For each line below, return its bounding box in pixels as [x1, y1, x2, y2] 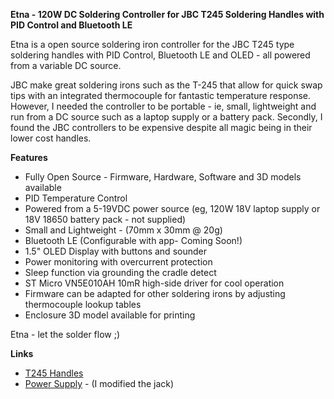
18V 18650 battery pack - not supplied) [24, 214, 187, 225]
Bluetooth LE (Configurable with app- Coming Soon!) [24, 235, 243, 246]
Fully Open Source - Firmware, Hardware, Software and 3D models [24, 171, 302, 183]
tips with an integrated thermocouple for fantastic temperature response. [10, 90, 312, 101]
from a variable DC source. [10, 60, 122, 71]
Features [10, 152, 48, 163]
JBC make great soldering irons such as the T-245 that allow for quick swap [10, 79, 323, 91]
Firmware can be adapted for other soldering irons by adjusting [24, 288, 286, 299]
